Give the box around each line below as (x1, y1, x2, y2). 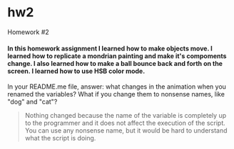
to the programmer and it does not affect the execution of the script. (24, 118, 226, 128)
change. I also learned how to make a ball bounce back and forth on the (7, 59, 223, 67)
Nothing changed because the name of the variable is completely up (24, 111, 227, 120)
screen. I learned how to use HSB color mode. (7, 67, 146, 75)
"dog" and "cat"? (7, 97, 58, 106)
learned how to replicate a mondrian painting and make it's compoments (7, 51, 227, 60)
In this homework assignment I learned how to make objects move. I (7, 44, 213, 53)
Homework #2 (7, 28, 50, 36)
